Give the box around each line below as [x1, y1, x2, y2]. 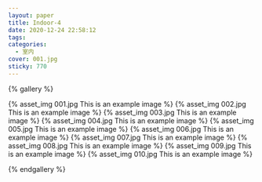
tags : [8, 33, 26, 42]
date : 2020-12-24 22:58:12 [8, 26, 96, 34]
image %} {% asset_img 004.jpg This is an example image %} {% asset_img [8, 115, 255, 126]
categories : [8, 41, 47, 49]
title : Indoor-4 [8, 19, 61, 27]
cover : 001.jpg [8, 56, 58, 64]
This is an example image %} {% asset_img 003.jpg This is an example [8, 107, 237, 117]
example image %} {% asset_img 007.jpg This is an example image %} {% [8, 133, 248, 142]
